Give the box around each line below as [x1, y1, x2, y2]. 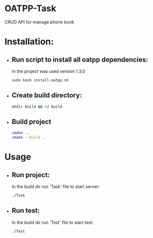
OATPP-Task [4, 3, 57, 14]
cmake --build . [11, 135, 45, 140]
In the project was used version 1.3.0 [11, 68, 86, 74]
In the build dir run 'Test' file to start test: [11, 220, 94, 225]
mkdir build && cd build [11, 104, 62, 109]
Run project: [11, 171, 50, 179]
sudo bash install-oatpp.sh [11, 77, 69, 83]
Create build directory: [11, 91, 82, 100]
